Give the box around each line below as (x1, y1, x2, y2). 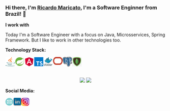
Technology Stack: (5, 47, 46, 53)
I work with (5, 22, 30, 28)
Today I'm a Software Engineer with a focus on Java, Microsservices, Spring (5, 32, 165, 38)
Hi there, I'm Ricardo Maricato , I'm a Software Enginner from (5, 4, 157, 11)
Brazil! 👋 (5, 10, 26, 17)
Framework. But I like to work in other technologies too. (5, 37, 121, 43)
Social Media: (5, 88, 35, 94)
